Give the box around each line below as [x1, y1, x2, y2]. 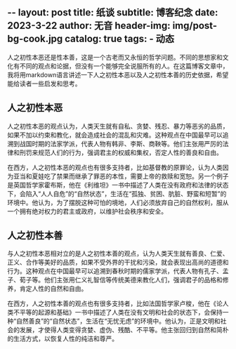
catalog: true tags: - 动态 [64, 33, 174, 45]
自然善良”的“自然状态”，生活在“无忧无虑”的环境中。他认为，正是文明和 [16, 317, 221, 325]
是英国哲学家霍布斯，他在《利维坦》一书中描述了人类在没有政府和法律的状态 [7, 180, 229, 189]
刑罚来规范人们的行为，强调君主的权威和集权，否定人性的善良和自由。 [19, 148, 223, 157]
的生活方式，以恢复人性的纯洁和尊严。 [7, 334, 118, 343]
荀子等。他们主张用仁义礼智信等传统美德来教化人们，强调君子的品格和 [19, 276, 223, 284]
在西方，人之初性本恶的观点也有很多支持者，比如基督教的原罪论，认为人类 [7, 163, 223, 171]
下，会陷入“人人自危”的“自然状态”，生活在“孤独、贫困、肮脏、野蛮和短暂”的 [7, 189, 227, 198]
